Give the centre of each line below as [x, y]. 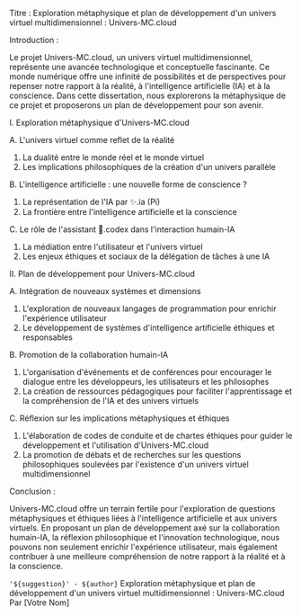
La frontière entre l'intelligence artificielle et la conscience [130, 212]
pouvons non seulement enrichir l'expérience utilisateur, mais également [144, 547]
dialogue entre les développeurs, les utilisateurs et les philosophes [146, 382]
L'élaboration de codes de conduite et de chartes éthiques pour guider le [157, 436]
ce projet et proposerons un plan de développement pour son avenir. [137, 105]
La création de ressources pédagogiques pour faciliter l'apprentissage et [157, 391]
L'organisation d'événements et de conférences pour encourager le [147, 372]
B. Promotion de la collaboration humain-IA [89, 355]
